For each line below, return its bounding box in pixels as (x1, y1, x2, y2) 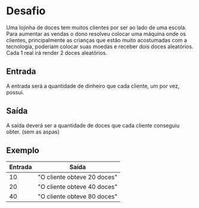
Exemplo (6, 145, 39, 156)
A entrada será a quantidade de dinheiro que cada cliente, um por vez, (6, 82, 180, 89)
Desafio (6, 4, 46, 18)
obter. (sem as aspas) (6, 128, 60, 135)
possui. (6, 88, 25, 96)
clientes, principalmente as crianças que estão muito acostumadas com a (6, 36, 187, 44)
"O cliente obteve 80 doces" (38, 193, 118, 201)
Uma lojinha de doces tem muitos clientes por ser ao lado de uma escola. (6, 24, 187, 31)
